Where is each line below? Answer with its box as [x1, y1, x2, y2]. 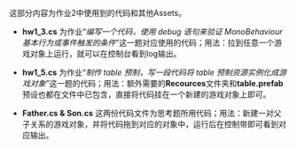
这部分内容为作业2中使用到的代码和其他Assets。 [9, 8, 186, 18]
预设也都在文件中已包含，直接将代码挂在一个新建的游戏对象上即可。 [21, 89, 271, 100]
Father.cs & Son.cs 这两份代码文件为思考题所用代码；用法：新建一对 [21, 108, 274, 118]
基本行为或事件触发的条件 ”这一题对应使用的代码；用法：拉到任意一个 [21, 38, 275, 48]
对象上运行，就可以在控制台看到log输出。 [29, 48, 182, 59]
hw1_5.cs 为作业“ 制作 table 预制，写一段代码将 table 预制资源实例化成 [21, 67, 279, 78]
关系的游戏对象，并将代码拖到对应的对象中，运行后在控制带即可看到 [29, 119, 279, 129]
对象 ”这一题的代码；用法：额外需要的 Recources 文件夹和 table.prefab [29, 78, 284, 88]
